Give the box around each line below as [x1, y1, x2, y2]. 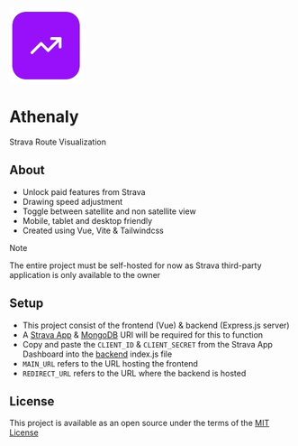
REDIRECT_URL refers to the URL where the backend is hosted [22, 367, 247, 378]
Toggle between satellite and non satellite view [22, 206, 196, 217]
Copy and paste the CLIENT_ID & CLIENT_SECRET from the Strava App [22, 339, 273, 349]
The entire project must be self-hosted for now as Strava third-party [9, 260, 263, 271]
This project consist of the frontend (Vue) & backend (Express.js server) [22, 320, 290, 330]
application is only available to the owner [9, 269, 161, 280]
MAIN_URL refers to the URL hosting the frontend [22, 358, 198, 368]
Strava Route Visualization [9, 136, 106, 147]
